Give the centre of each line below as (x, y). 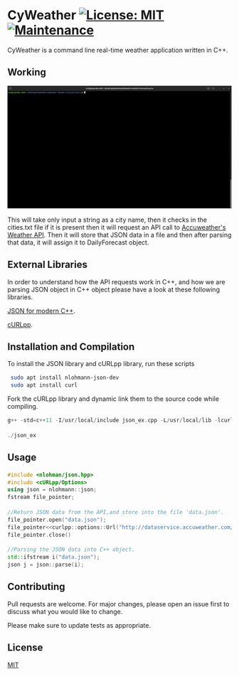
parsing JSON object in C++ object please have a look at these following (114, 289)
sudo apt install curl (44, 385)
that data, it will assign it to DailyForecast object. (78, 242)
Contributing (36, 587)
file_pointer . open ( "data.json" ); (57, 520)
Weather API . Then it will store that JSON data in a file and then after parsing (119, 235)
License (25, 648)
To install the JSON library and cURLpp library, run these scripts (101, 364)
